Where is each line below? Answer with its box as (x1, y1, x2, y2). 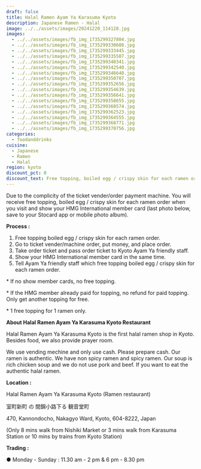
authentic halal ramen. (6, 367, 61, 374)
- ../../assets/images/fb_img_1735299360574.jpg (11, 103, 135, 109)
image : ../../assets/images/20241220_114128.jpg (6, 25, 130, 32)
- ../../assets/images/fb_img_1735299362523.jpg (11, 109, 135, 115)
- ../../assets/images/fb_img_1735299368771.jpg (11, 120, 135, 126)
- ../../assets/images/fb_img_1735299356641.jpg (11, 92, 135, 98)
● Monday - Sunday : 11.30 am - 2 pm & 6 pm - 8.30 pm (6, 456, 145, 463)
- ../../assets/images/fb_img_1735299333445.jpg (11, 48, 135, 54)
